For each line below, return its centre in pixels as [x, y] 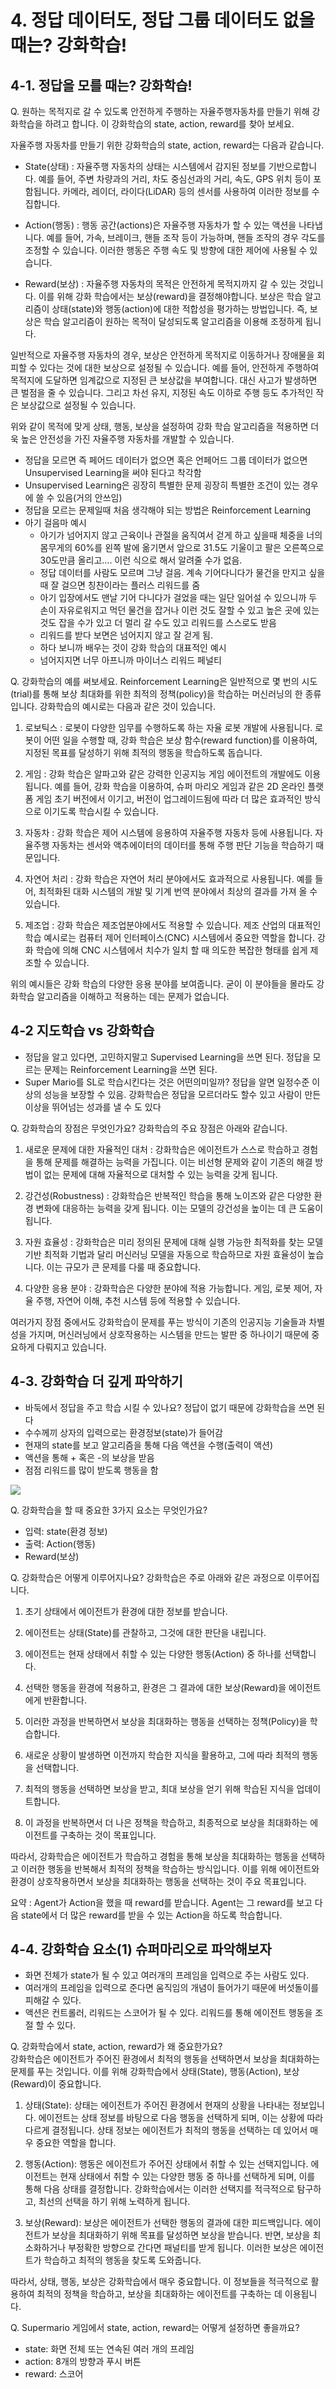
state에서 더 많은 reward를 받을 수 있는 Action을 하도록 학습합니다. [151, 1915]
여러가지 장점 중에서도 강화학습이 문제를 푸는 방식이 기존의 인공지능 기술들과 [158, 1322]
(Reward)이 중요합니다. [56, 2084]
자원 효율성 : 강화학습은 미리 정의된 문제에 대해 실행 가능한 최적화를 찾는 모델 [174, 1242]
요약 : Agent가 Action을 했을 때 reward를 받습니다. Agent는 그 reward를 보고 [161, 1902]
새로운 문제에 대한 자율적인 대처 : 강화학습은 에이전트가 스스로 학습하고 [162, 1149]
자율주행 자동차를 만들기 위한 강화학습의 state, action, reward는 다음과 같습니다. [167, 145]
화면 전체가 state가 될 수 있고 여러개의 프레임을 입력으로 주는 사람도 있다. [167, 1975]
